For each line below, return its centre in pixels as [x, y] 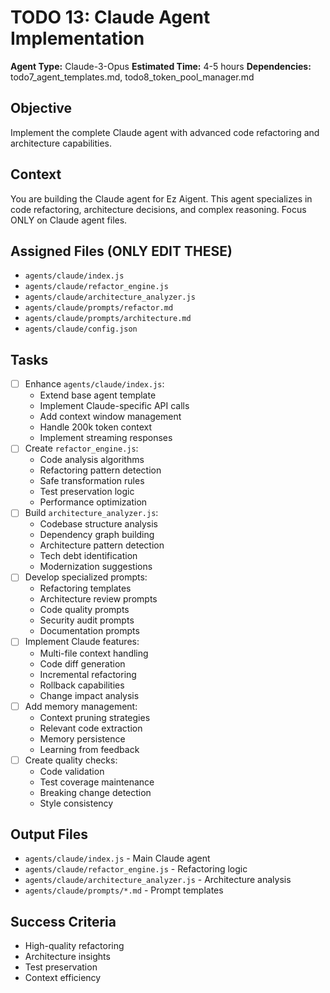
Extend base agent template [98, 395]
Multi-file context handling [94, 653]
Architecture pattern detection [102, 545]
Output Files [49, 834]
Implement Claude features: [82, 642]
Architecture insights [67, 957]
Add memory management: [81, 706]
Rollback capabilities [82, 685]
